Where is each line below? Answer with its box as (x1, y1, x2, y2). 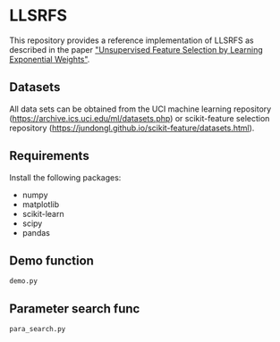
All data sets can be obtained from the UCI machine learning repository (9, 104, 272, 114)
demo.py (9, 277, 38, 286)
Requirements (9, 148, 89, 163)
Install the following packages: (9, 171, 122, 183)
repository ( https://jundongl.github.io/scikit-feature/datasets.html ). (9, 122, 255, 133)
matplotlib (21, 198, 60, 210)
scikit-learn (21, 208, 64, 219)
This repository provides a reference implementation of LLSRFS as (9, 35, 255, 46)
